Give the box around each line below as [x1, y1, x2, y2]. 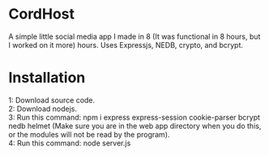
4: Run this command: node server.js [8, 138, 131, 148]
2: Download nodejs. [8, 103, 77, 113]
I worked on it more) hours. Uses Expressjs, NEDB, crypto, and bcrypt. [8, 40, 244, 49]
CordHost [8, 5, 75, 23]
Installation [8, 69, 86, 87]
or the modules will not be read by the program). [8, 129, 170, 139]
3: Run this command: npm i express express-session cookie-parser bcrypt [8, 112, 261, 122]
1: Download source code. [8, 95, 96, 105]
